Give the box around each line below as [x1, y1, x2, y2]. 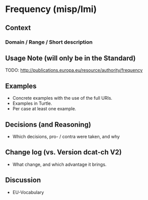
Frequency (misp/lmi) [5, 4, 97, 15]
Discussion [5, 176, 41, 184]
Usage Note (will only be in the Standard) [5, 54, 136, 62]
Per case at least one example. [12, 106, 76, 112]
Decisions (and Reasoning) [5, 120, 91, 129]
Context [5, 24, 31, 32]
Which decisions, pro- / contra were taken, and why [12, 133, 120, 139]
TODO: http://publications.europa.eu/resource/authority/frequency [5, 67, 143, 73]
